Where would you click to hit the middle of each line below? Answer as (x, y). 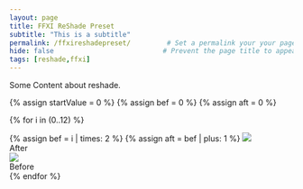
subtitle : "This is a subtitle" (70, 34)
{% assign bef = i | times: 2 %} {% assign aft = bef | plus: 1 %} (125, 139)
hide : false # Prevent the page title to (141, 51)
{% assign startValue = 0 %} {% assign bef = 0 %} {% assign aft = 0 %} (143, 103)
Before (22, 166)
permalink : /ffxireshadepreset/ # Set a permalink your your (143, 43)
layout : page (34, 18)
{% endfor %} (35, 176)
